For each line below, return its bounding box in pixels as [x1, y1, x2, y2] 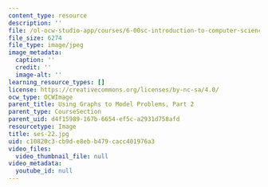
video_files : [8, 145, 52, 153]
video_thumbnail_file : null [15, 152, 109, 160]
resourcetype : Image [8, 123, 77, 131]
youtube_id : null [15, 167, 73, 175]
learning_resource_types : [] [8, 78, 105, 86]
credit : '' [15, 64, 52, 72]
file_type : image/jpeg [8, 41, 84, 49]
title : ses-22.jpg [8, 130, 69, 138]
